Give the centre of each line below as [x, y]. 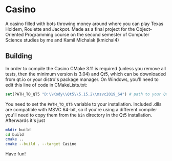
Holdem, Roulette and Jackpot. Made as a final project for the [70, 29]
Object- [144, 29]
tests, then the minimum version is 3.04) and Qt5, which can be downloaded [86, 74]
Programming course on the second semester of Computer [87, 34]
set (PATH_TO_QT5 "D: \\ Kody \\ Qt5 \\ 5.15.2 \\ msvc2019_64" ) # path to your [83, 94]
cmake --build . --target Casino [41, 144]
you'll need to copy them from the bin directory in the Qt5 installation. [79, 115]
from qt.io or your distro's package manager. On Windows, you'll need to [82, 79]
